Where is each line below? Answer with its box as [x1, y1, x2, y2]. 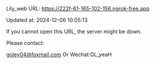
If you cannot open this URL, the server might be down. [6, 28, 142, 35]
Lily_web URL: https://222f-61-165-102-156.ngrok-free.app [6, 5, 150, 12]
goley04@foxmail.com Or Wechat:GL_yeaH [6, 51, 112, 58]
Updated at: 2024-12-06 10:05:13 [6, 17, 88, 23]
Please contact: [6, 40, 45, 46]
